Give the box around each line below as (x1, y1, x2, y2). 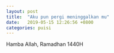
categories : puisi (6, 24, 51, 31)
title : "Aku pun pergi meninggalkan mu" (6, 14, 110, 20)
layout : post (6, 8, 38, 15)
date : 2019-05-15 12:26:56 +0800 (6, 19, 94, 25)
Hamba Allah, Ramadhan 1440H (6, 41, 84, 48)
